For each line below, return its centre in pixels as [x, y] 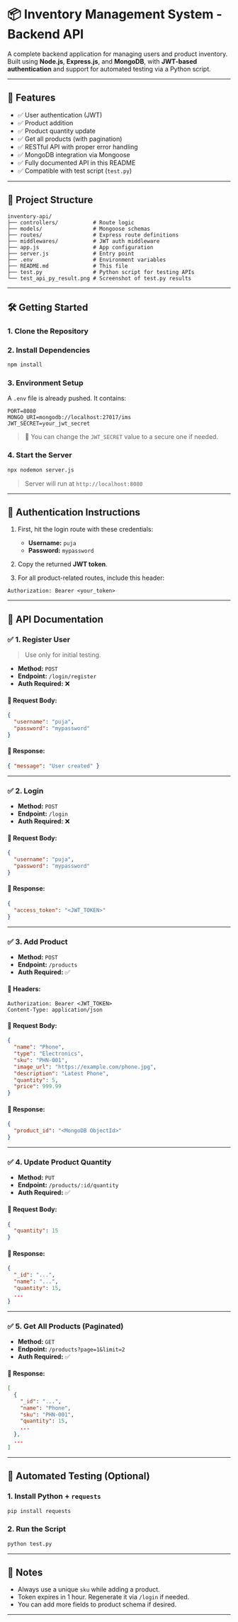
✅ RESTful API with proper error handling [78, 147]
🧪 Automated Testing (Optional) [79, 1477]
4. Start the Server [40, 455]
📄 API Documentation [56, 619]
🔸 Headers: [24, 988]
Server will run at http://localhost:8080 [84, 484]
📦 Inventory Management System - [115, 15]
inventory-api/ [30, 216]
